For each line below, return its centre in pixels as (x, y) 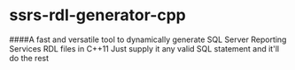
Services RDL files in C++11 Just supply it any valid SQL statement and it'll (144, 48)
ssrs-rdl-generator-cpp (97, 15)
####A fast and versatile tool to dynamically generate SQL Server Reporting (148, 39)
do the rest (29, 58)
